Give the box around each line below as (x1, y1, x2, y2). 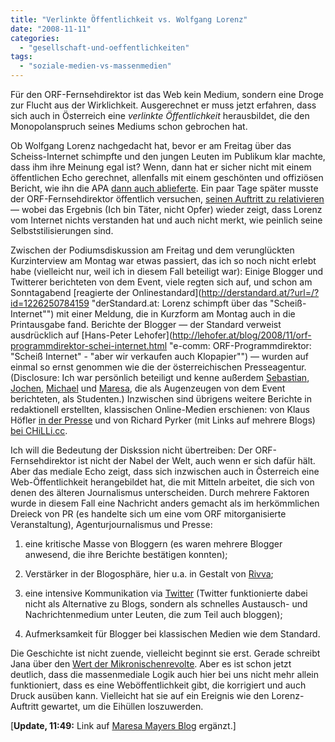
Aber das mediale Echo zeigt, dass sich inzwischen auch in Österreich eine (10, 466, 320, 477)
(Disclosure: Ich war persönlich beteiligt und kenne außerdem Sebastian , (10, 372, 310, 383)
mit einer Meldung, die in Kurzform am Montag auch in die (56, 308, 296, 320)
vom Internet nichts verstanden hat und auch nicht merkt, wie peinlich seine (10, 214, 323, 226)
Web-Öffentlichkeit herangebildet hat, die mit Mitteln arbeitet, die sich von (10, 476, 315, 488)
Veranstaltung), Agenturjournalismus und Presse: (10, 519, 213, 530)
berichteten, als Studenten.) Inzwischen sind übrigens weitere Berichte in (10, 393, 312, 405)
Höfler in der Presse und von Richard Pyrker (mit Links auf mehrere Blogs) (10, 414, 316, 426)
